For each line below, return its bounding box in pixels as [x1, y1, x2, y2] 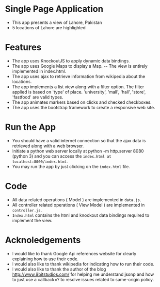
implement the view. [12, 217, 52, 223]
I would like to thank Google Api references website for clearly [12, 250, 137, 256]
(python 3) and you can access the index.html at [12, 153, 112, 159]
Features [5, 42, 42, 53]
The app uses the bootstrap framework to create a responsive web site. [12, 104, 155, 110]
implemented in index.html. [12, 68, 66, 74]
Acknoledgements [5, 234, 81, 246]
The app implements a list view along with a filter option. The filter [12, 84, 144, 90]
